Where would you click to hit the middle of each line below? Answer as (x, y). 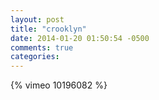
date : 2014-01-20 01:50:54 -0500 (80, 38)
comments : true (42, 47)
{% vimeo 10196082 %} (59, 85)
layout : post (37, 19)
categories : (35, 57)
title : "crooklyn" (48, 29)
